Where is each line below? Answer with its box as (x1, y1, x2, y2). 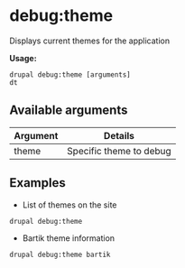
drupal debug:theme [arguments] (9, 69, 131, 79)
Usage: (9, 52, 38, 63)
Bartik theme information (22, 232, 116, 244)
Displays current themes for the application (9, 35, 170, 46)
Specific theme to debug (67, 144, 171, 157)
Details (103, 129, 135, 142)
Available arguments (9, 103, 128, 118)
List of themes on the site (22, 199, 117, 210)
